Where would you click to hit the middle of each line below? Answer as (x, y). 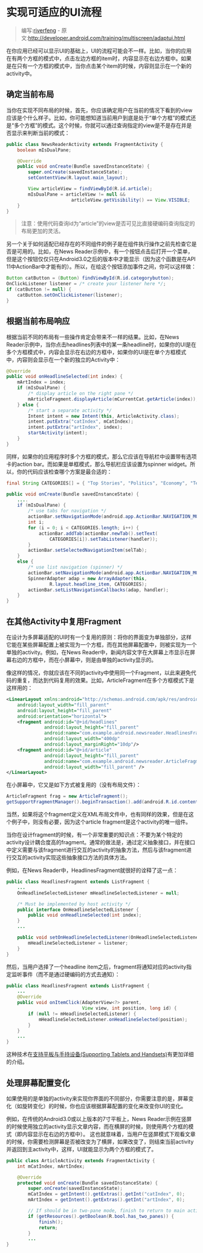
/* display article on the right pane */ (81, 394)
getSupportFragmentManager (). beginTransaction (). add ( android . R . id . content (102, 802)
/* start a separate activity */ (70, 410)
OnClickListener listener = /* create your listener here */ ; (86, 284)
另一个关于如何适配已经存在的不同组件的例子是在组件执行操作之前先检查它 (99, 244)
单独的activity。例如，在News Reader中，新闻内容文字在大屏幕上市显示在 (98, 652)
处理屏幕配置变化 (38, 1083)
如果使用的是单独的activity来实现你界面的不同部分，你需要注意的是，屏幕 (97, 1098)
